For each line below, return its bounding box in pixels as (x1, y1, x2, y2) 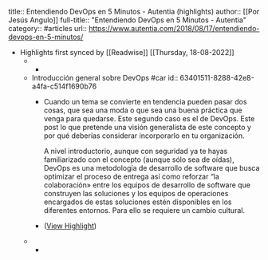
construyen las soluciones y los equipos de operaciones (43, 189, 229, 198)
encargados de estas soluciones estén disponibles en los (43, 197, 233, 207)
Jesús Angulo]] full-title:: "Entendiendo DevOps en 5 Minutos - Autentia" (8, 15, 247, 25)
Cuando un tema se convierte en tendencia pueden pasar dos (43, 97, 247, 106)
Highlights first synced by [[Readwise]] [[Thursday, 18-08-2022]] (19, 48, 235, 57)
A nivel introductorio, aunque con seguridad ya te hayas (43, 147, 228, 156)
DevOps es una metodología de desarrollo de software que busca (43, 163, 260, 172)
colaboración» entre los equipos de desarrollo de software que (43, 180, 251, 190)
